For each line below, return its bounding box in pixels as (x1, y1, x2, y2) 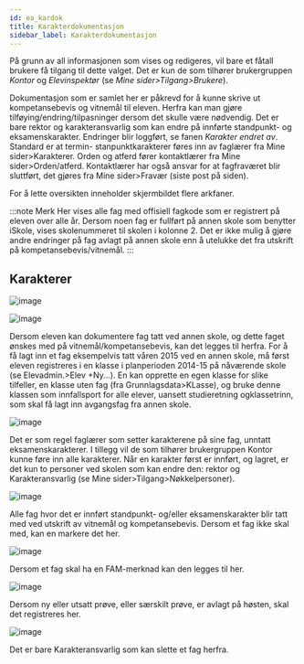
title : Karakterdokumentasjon (9, 22, 125, 31)
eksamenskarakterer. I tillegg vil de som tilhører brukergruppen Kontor (9, 444, 274, 455)
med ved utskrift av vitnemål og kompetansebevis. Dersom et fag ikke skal (9, 519, 289, 530)
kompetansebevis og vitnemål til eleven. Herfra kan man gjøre (9, 102, 243, 113)
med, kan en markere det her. (9, 528, 121, 540)
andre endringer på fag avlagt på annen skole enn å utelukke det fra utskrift (9, 235, 294, 246)
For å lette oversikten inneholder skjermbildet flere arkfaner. (9, 188, 235, 199)
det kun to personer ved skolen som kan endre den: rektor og (9, 464, 240, 475)
